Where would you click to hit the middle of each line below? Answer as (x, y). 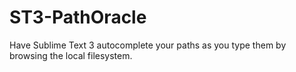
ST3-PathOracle (78, 17)
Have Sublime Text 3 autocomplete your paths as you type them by (148, 45)
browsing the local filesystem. (71, 55)
